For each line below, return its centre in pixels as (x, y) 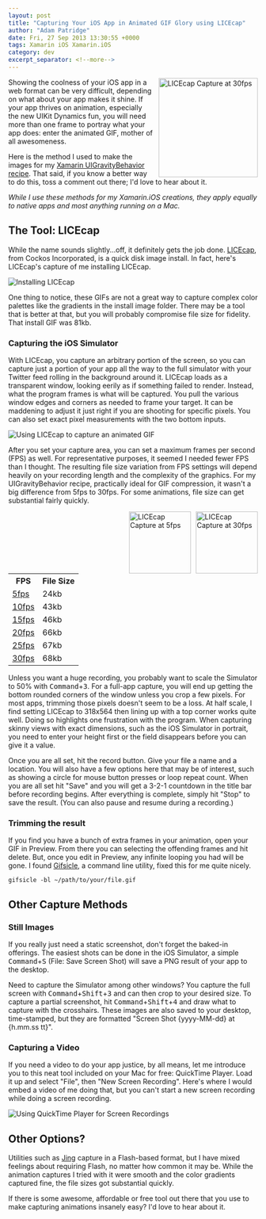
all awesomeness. (38, 141)
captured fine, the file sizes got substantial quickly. (91, 1183)
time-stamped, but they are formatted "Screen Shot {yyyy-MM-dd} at (122, 1018)
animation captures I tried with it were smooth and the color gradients (122, 1175)
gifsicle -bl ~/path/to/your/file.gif (72, 881)
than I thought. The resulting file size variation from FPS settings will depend (133, 466)
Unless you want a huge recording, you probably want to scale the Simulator (133, 678)
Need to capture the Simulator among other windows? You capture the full (129, 984)
